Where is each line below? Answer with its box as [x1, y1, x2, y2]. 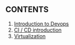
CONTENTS [5, 5, 49, 15]
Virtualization [13, 32, 46, 40]
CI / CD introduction [13, 26, 62, 33]
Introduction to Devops [13, 20, 69, 27]
